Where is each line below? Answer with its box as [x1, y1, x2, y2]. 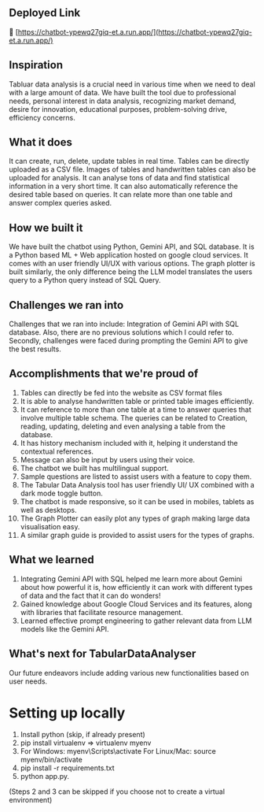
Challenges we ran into [9, 298, 124, 312]
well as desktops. [20, 505, 77, 514]
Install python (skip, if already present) [20, 730, 146, 740]
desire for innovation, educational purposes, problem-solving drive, [9, 104, 227, 113]
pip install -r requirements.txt [20, 763, 115, 773]
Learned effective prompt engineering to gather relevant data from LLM [20, 616, 252, 625]
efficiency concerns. [9, 113, 75, 122]
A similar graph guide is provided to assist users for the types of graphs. [20, 530, 255, 539]
